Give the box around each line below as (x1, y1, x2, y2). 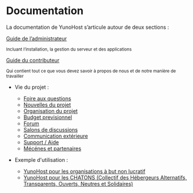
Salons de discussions (23, 126, 78, 133)
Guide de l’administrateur (6, 35, 67, 42)
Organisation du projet (23, 107, 78, 114)
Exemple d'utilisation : (14, 156, 68, 163)
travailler (6, 73, 24, 79)
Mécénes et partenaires (23, 145, 81, 152)
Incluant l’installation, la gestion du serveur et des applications (6, 46, 132, 52)
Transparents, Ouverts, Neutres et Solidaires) (23, 180, 134, 187)
